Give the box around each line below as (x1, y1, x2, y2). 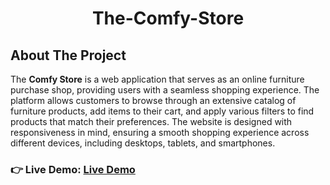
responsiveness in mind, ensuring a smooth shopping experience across (10, 127, 310, 138)
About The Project (10, 47, 127, 64)
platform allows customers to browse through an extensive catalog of (10, 95, 297, 106)
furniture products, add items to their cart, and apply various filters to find (10, 105, 315, 117)
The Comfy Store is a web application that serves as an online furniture (10, 73, 305, 85)
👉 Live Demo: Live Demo (10, 162, 136, 176)
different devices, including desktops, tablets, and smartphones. (10, 137, 276, 149)
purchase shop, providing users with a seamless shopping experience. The (10, 84, 320, 96)
